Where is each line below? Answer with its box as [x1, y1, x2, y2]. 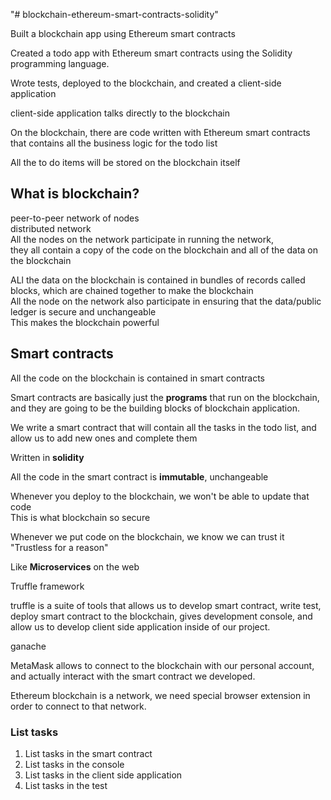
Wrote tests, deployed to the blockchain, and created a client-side [10, 77, 282, 89]
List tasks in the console [24, 758, 125, 770]
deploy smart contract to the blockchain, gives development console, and [10, 610, 313, 622]
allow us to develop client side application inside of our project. [10, 620, 271, 633]
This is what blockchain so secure [10, 511, 151, 523]
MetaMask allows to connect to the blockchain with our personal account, [10, 659, 315, 671]
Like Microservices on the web [10, 560, 140, 573]
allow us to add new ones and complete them [10, 432, 198, 444]
